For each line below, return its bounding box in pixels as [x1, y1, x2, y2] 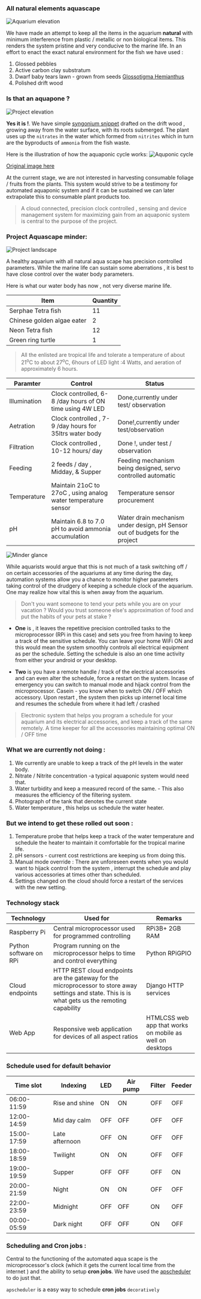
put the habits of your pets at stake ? [20, 613, 112, 620]
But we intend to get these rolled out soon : [6, 819, 133, 827]
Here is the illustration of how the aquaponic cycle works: [6, 150, 148, 157]
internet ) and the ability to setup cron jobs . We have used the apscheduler [6, 1268, 191, 1275]
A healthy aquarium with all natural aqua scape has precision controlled [6, 257, 182, 265]
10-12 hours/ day [51, 446, 103, 455]
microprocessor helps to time [53, 949, 136, 958]
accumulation [51, 532, 90, 540]
